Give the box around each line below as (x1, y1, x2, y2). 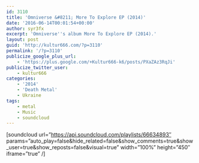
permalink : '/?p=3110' (6, 48, 63, 54)
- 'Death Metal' (17, 87, 58, 93)
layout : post (6, 37, 39, 43)
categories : (6, 76, 36, 81)
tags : (6, 98, 20, 104)
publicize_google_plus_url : (6, 53, 77, 59)
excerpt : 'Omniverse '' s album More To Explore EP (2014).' (6, 31, 157, 37)
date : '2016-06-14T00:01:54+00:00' (6, 20, 95, 26)
